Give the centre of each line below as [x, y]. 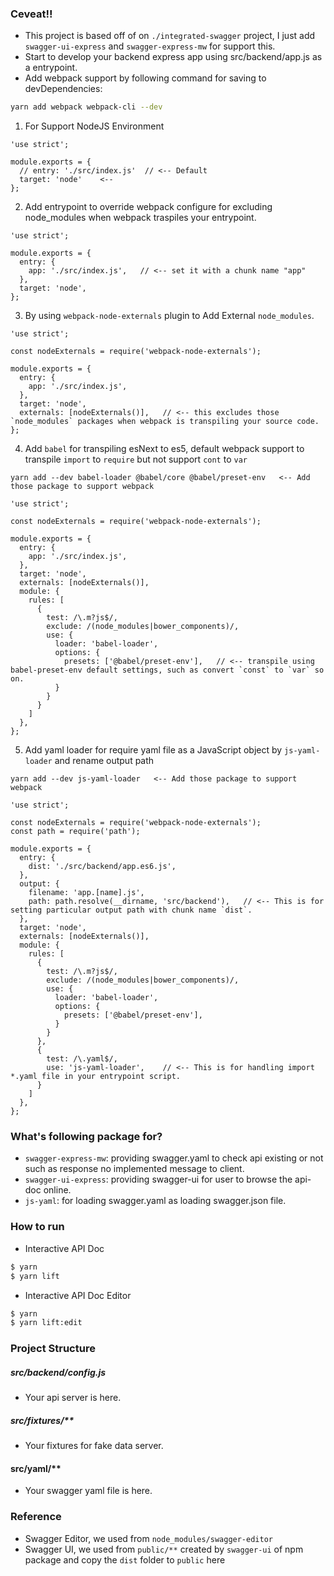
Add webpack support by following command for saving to [145, 78]
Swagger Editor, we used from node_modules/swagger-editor [148, 1538]
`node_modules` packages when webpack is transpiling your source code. [165, 422]
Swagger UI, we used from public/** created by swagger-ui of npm [164, 1549]
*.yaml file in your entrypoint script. [96, 1077]
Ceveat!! [31, 14]
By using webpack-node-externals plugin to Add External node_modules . [169, 316]
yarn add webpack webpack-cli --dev [86, 107]
